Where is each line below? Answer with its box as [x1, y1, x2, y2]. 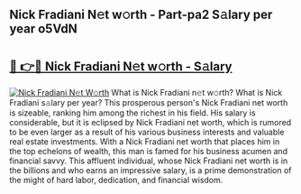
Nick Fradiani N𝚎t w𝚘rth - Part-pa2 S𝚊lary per [9, 7, 273, 23]
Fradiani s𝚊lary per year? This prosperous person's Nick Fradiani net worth [9, 97, 288, 107]
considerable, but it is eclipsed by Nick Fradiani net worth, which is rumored [9, 117, 291, 127]
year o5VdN [9, 22, 78, 37]
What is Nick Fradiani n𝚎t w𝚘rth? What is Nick [111, 88, 283, 97]
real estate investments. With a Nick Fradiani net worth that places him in [9, 136, 280, 147]
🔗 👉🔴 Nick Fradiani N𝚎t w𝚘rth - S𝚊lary [9, 59, 233, 74]
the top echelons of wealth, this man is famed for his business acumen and [9, 146, 288, 156]
